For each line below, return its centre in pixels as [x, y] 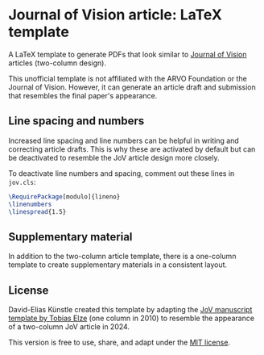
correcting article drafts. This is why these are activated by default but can [132, 149]
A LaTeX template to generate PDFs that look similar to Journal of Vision [128, 54]
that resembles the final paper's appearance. [83, 95]
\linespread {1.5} [37, 211]
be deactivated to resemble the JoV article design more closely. [114, 157]
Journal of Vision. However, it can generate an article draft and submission [132, 87]
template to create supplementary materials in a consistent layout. [118, 265]
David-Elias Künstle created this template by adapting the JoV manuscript [130, 309]
